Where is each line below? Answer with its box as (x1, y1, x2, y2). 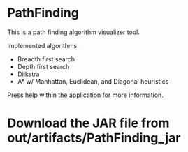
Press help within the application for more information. (7, 91, 164, 99)
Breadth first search (17, 54, 75, 63)
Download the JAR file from (7, 115, 170, 131)
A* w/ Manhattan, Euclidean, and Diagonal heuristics (17, 77, 169, 85)
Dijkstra (17, 70, 40, 78)
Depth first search (17, 62, 70, 70)
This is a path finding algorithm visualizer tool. (7, 28, 140, 36)
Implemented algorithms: (7, 41, 79, 50)
